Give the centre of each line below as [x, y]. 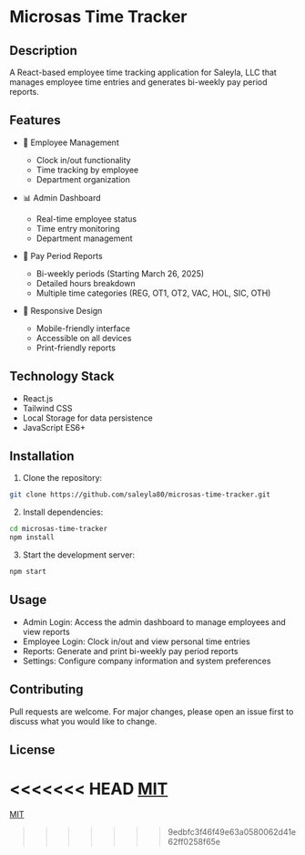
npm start [28, 572]
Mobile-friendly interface [83, 328]
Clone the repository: [62, 478]
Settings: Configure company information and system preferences [147, 661]
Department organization [83, 179]
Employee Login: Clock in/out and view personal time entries [136, 641]
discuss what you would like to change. [83, 721]
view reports [46, 631]
